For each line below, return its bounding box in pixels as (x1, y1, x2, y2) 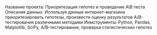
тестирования (5, 19, 34, 25)
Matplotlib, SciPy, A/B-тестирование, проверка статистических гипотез (5, 24, 153, 30)
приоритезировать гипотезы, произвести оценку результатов (5, 14, 133, 20)
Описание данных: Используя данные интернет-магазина (5, 9, 125, 15)
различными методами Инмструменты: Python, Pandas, (34, 19, 151, 25)
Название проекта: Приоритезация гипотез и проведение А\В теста (5, 4, 145, 10)
